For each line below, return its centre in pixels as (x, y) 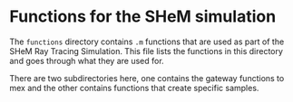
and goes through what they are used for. (87, 60)
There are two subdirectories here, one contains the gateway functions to (147, 78)
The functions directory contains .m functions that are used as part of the (147, 42)
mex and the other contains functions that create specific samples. (134, 88)
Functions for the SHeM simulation (143, 17)
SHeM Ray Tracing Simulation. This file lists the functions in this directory (146, 51)
